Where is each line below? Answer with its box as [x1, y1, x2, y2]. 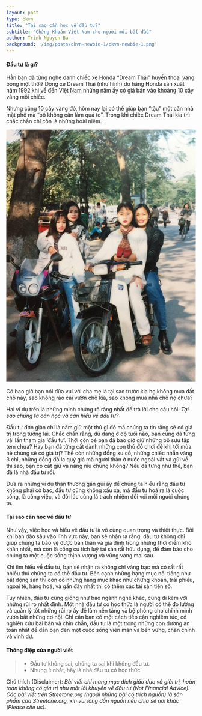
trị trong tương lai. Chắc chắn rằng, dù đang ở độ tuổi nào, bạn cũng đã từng [6, 430, 195, 438]
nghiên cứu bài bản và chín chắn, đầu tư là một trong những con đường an [6, 620, 191, 627]
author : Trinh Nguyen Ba [6, 35, 69, 41]
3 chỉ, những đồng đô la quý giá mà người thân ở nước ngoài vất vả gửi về [6, 456, 189, 463]
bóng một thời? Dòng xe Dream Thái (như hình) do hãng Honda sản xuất [6, 80, 185, 88]
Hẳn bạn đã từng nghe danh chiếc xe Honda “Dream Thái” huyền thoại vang [6, 74, 195, 81]
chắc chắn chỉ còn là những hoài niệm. [6, 118, 102, 125]
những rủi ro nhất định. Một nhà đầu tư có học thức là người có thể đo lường [6, 601, 194, 608]
